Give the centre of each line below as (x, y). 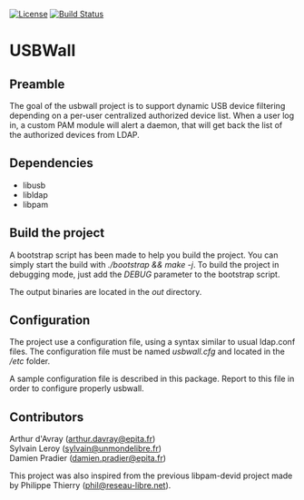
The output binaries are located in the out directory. (106, 291)
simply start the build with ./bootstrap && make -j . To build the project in (144, 264)
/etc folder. (30, 361)
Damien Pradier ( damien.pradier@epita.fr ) (88, 458)
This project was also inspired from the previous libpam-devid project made (151, 475)
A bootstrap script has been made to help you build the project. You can (144, 255)
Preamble (37, 84)
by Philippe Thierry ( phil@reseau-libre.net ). (90, 485)
